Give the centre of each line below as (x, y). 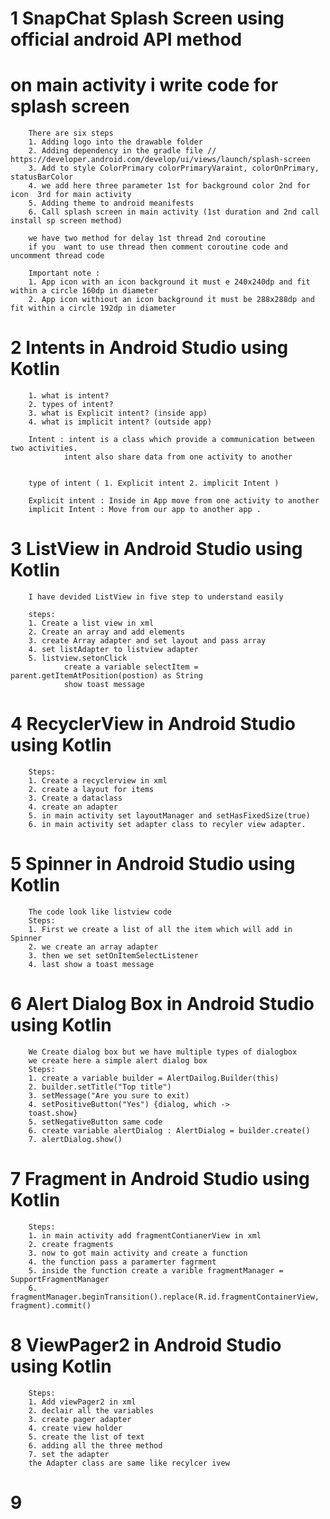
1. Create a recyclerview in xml (98, 780)
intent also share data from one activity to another (178, 457)
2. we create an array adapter (93, 947)
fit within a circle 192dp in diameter (93, 308)
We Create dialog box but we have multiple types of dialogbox (163, 1052)
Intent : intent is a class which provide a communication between (171, 440)
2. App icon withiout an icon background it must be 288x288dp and (171, 300)
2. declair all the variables (91, 1410)
